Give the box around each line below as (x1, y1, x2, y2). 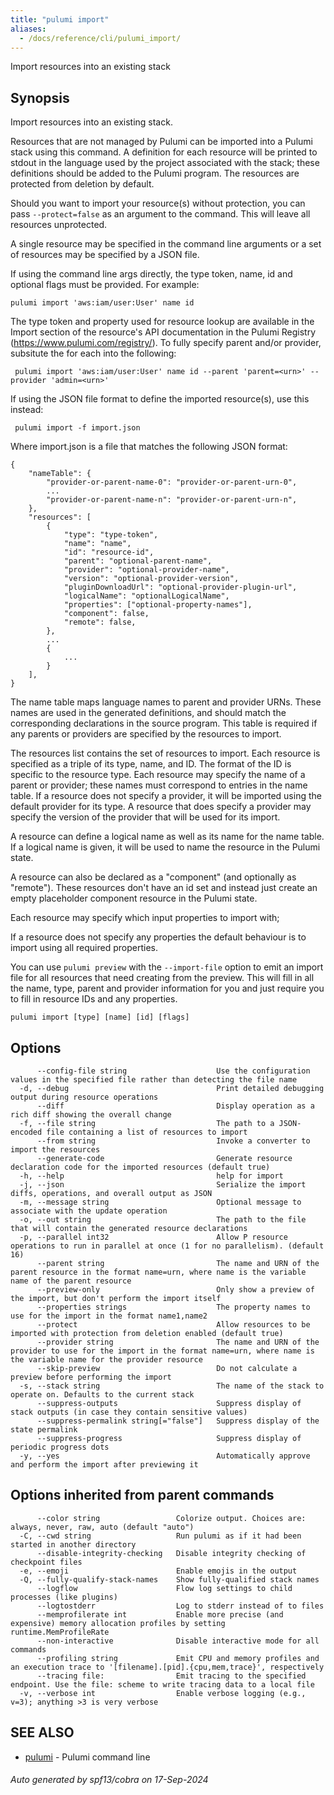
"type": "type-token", (63, 530, 159, 540)
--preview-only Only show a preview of (36, 1285, 315, 1295)
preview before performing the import (10, 1372, 172, 1382)
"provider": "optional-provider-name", (63, 565, 230, 575)
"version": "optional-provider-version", (63, 574, 240, 584)
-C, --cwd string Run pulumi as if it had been (19, 1531, 302, 1541)
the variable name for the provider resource (10, 1355, 203, 1365)
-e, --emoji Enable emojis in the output (19, 1566, 298, 1576)
